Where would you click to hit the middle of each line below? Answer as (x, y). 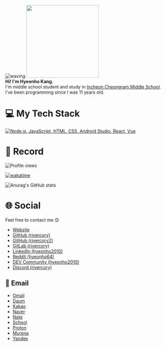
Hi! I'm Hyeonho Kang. (29, 81)
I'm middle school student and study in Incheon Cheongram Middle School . (83, 87)
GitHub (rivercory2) (33, 240)
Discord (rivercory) (32, 267)
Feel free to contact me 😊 (32, 220)
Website (21, 230)
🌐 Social (23, 206)
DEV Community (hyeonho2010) (46, 262)
